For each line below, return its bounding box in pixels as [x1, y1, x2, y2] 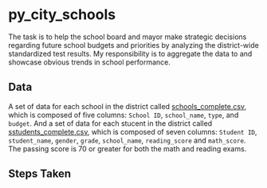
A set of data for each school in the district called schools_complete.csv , [8, 101, 247, 111]
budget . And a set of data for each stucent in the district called [8, 118, 213, 128]
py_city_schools [8, 6, 116, 24]
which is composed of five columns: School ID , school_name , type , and [8, 110, 239, 119]
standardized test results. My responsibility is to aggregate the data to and [8, 49, 253, 58]
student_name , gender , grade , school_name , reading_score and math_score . [8, 135, 246, 145]
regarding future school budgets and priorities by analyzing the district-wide [8, 40, 259, 49]
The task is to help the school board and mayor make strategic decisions [8, 32, 247, 41]
